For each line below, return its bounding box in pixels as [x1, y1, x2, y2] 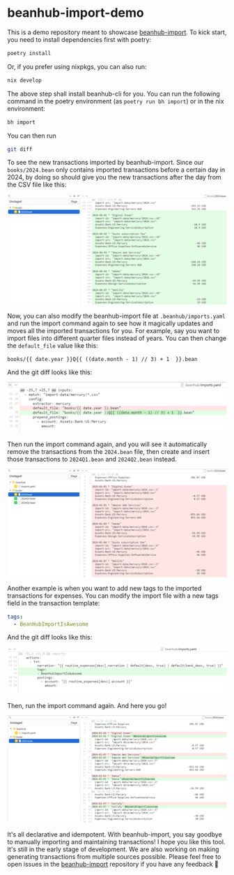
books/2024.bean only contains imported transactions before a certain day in [7, 166, 226, 174]
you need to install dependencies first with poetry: [7, 35, 152, 43]
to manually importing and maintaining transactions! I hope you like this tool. [7, 837, 226, 846]
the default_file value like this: [7, 341, 99, 350]
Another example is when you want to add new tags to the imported [7, 584, 202, 592]
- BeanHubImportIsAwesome [13, 620, 89, 628]
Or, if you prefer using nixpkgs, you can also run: [7, 62, 147, 71]
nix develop [7, 77, 42, 84]
